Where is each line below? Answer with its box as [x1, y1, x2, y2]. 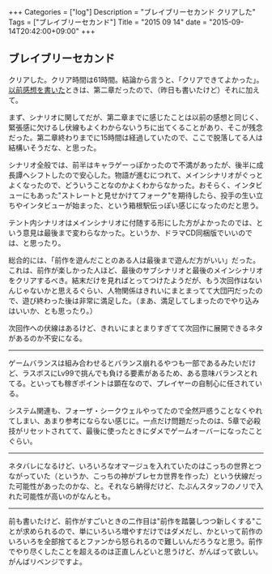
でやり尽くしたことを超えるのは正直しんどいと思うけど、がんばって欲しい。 [8, 546, 263, 556]
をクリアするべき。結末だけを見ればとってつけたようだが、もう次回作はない [8, 275, 263, 285]
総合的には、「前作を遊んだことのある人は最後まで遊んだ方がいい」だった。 [8, 255, 261, 265]
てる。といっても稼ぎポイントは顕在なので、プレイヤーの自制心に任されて [8, 378, 256, 388]
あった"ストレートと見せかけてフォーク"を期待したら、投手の [36, 190, 243, 200]
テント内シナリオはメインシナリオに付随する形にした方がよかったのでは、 [8, 217, 257, 227]
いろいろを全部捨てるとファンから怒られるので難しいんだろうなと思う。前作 [8, 536, 263, 546]
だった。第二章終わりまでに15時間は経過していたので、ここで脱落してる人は [8, 132, 263, 142]
